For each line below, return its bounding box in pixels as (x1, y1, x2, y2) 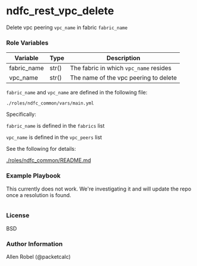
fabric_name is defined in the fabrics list (6, 122, 105, 129)
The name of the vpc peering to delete (70, 74, 177, 82)
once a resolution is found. (6, 191, 71, 198)
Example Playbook (6, 172, 61, 180)
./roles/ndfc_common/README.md (6, 157, 91, 164)
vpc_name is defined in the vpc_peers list (6, 134, 102, 141)
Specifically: (6, 111, 37, 118)
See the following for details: (6, 145, 76, 153)
